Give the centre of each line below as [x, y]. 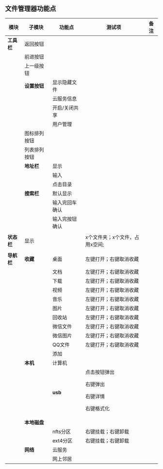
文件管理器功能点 [31, 9]
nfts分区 [62, 432]
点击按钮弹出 [100, 372]
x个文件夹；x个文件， [110, 237]
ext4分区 [63, 440]
